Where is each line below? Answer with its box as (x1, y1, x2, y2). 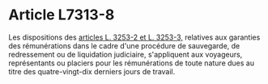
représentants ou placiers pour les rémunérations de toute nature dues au (8, 58, 255, 68)
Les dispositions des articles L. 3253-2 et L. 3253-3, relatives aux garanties (8, 32, 261, 42)
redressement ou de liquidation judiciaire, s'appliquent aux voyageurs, (8, 49, 243, 59)
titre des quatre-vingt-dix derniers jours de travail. (8, 66, 176, 76)
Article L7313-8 (8, 6, 115, 24)
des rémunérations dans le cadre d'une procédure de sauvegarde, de (8, 40, 240, 50)
